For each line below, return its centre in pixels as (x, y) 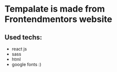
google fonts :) (26, 64)
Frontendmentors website (58, 19)
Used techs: (23, 37)
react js (19, 49)
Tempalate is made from (55, 9)
